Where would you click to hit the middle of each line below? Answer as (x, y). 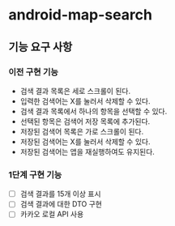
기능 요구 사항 (41, 47)
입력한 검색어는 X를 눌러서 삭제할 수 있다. (85, 101)
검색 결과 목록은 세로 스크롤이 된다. (75, 91)
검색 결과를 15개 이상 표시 (60, 194)
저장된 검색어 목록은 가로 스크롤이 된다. (82, 131)
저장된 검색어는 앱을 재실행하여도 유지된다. (87, 151)
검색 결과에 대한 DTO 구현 (61, 204)
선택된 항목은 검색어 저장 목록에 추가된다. (85, 121)
